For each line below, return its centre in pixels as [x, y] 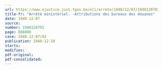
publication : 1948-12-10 [30, 41]
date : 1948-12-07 [23, 18]
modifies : [15, 50]
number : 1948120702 [25, 28]
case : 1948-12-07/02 [26, 37]
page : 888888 [18, 32]
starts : [13, 46]
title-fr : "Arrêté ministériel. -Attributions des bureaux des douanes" [80, 14]
